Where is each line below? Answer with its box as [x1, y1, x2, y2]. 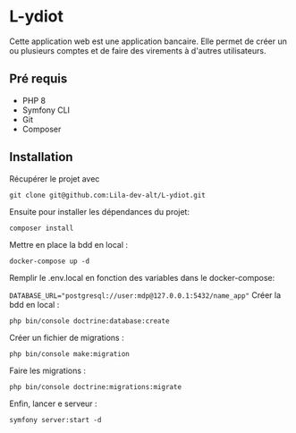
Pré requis [9, 72, 68, 87]
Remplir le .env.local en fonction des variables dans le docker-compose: [9, 272, 275, 283]
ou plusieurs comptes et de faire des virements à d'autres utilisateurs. [9, 45, 266, 55]
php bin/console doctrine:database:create [9, 316, 170, 326]
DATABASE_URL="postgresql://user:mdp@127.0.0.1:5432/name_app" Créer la [9, 289, 282, 301]
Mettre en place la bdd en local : [9, 239, 128, 250]
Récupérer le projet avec [9, 173, 100, 184]
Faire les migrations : [9, 365, 87, 376]
